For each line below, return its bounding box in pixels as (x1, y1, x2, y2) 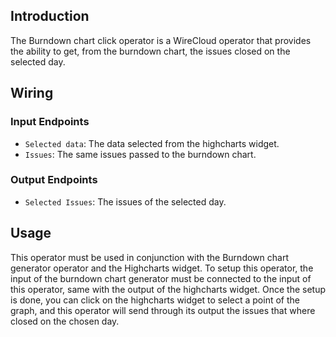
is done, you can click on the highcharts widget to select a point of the (10, 294, 300, 306)
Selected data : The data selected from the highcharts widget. (24, 137, 280, 149)
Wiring (10, 85, 54, 102)
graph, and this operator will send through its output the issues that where (10, 304, 316, 316)
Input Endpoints (10, 115, 90, 129)
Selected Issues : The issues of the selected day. (24, 195, 227, 208)
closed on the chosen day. (10, 315, 120, 327)
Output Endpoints (10, 173, 98, 187)
